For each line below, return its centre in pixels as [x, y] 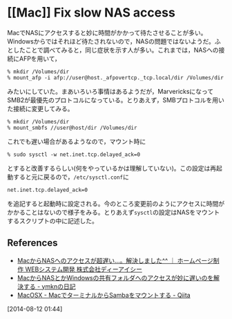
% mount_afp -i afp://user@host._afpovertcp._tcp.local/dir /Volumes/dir [116, 77]
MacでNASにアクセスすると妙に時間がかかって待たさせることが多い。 [107, 32]
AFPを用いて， [40, 58]
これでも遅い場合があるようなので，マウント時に [77, 141]
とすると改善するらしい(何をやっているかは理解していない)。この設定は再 [112, 168]
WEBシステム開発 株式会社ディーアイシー [84, 269]
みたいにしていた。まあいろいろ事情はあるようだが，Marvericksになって [110, 91]
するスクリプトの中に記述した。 [52, 221]
